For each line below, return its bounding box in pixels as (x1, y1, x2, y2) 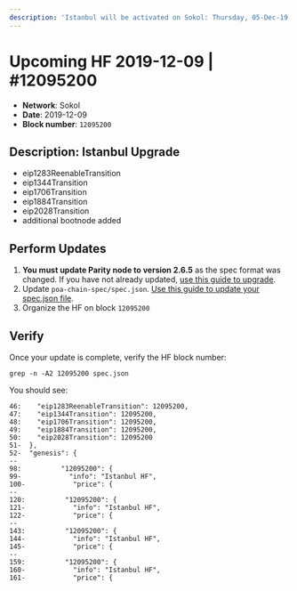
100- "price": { (9, 480, 114, 489)
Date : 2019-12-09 (21, 109, 87, 120)
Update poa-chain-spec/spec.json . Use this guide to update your (21, 284, 261, 295)
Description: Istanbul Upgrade (9, 144, 181, 159)
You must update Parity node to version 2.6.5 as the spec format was (21, 264, 282, 276)
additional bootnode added (21, 215, 122, 226)
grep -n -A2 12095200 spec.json (9, 369, 129, 378)
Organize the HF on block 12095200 (21, 303, 150, 313)
